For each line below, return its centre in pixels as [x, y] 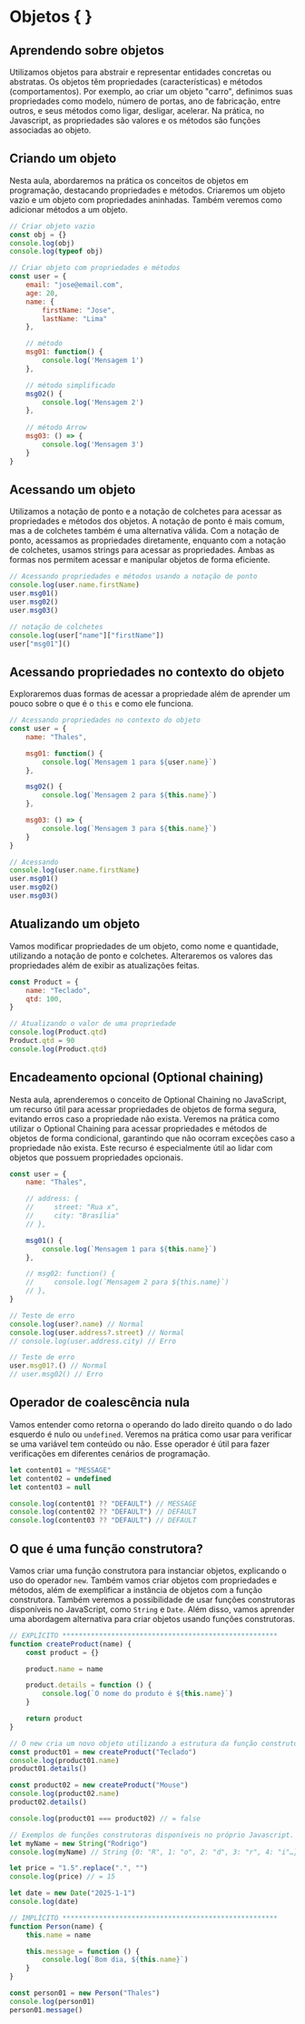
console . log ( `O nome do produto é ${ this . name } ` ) [138, 1694]
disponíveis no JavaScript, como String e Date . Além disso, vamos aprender [152, 1609]
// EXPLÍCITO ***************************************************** [144, 1635]
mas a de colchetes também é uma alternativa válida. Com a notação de [144, 531]
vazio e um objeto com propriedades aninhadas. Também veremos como [146, 200]
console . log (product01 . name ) [64, 1760]
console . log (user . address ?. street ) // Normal [97, 1333]
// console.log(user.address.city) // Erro [93, 1341]
